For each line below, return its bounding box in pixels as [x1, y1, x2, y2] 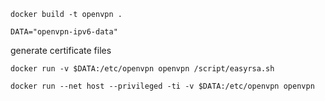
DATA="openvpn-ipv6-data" [10, 27, 118, 37]
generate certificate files [10, 45, 112, 56]
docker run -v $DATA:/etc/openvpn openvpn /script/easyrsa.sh [10, 64, 275, 74]
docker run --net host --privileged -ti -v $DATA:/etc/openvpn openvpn [10, 81, 315, 91]
